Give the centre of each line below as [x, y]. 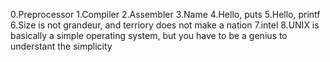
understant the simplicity [61, 46]
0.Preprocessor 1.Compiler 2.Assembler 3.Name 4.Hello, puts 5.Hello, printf [165, 14]
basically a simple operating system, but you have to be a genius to [149, 35]
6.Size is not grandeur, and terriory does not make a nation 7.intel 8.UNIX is [165, 25]
